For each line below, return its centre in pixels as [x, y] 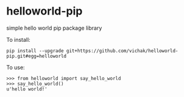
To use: [16, 67]
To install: [18, 39]
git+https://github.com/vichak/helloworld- [122, 51]
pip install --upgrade [35, 51]
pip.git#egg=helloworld [37, 56]
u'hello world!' [27, 89]
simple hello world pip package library [54, 28]
